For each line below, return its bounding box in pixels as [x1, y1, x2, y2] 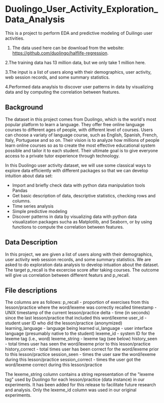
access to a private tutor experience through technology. [5, 153, 120, 159]
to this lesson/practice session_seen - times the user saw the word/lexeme [5, 351, 156, 357]
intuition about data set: [5, 173, 53, 179]
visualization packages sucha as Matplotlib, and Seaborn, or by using [12, 218, 153, 224]
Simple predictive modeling [12, 208, 68, 214]
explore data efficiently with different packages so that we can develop [5, 167, 148, 173]
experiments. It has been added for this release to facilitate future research [5, 382, 156, 388]
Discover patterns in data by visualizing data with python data [12, 214, 137, 219]
